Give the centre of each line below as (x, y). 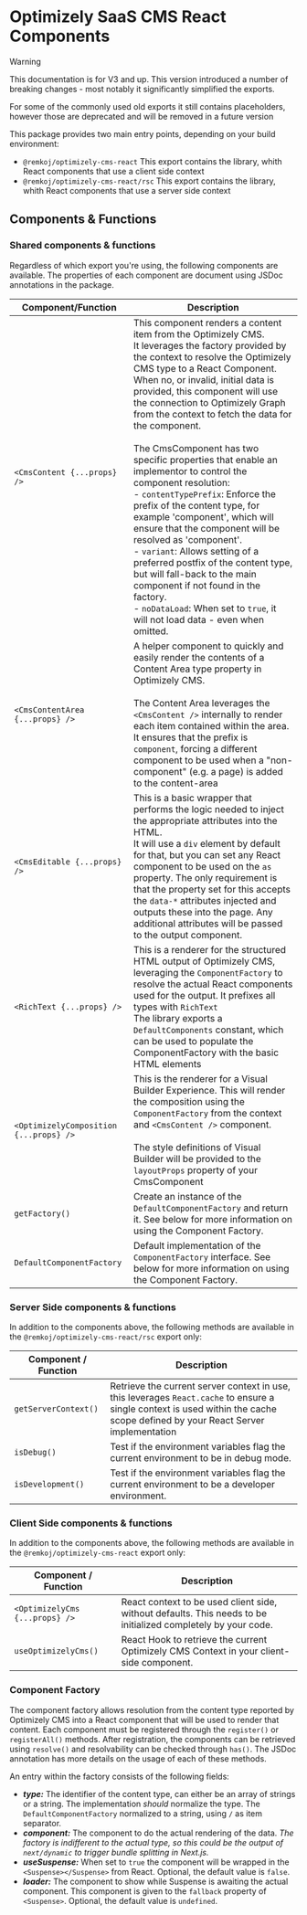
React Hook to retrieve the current (194, 1640)
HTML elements (167, 1063)
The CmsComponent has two (196, 448)
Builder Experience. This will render (209, 1090)
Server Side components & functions (93, 1307)
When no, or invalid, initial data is (204, 379)
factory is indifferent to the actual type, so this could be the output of (153, 1842)
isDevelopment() (49, 1484)
